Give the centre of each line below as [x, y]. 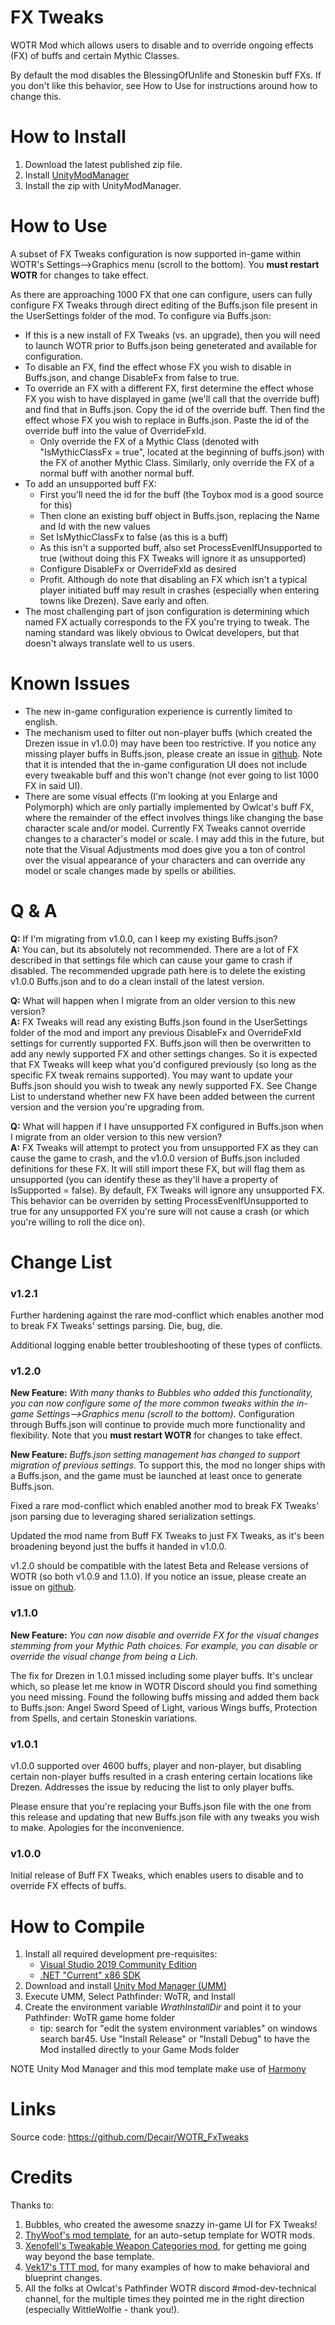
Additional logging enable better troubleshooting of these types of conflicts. [166, 1345]
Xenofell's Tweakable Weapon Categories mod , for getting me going [165, 2246]
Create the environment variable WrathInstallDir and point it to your [163, 2007]
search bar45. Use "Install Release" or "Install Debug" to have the [174, 2039]
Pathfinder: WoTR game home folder [100, 2018]
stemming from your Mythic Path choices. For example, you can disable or [164, 1645]
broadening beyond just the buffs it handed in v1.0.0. [118, 1547]
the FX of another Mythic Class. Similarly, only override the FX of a [177, 462]
